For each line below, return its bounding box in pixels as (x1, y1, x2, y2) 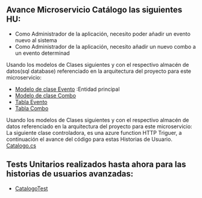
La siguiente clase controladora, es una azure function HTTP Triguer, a (6, 129, 182, 136)
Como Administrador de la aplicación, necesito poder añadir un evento (14, 30, 191, 37)
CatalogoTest (14, 185, 48, 192)
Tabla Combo (14, 105, 49, 112)
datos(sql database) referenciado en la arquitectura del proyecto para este (6, 67, 192, 75)
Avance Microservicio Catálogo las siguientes (6, 5, 183, 15)
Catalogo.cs (6, 141, 36, 149)
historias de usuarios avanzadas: (6, 169, 134, 179)
